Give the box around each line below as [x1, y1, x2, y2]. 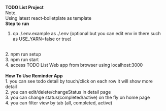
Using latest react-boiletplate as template [5, 15, 92, 21]
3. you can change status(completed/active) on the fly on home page [5, 94, 150, 100]
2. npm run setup [5, 51, 42, 57]
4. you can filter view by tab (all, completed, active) [5, 100, 113, 106]
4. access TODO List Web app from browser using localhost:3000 [5, 62, 143, 68]
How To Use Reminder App [5, 73, 63, 78]
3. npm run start [5, 57, 39, 63]
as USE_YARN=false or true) [12, 36, 72, 42]
